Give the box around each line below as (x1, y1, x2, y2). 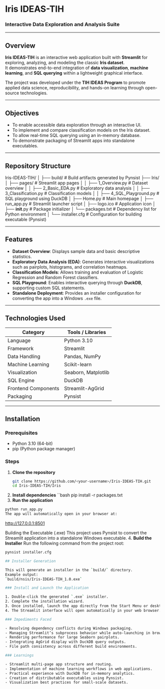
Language (7, 337, 31, 344)
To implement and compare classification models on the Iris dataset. (12, 127, 151, 133)
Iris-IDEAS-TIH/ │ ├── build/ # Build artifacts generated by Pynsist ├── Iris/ (5, 174, 160, 180)
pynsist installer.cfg (5, 550, 52, 555)
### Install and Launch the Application (5, 585, 89, 590)
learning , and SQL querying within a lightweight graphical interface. (5, 70, 143, 76)
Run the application (12, 497, 53, 503)
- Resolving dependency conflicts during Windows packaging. (5, 626, 133, 631)
